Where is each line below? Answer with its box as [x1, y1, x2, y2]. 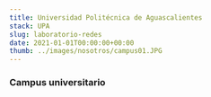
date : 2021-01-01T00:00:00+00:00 [9, 38, 135, 48]
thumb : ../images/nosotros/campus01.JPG [9, 47, 163, 56]
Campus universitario [9, 76, 106, 89]
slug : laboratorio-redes [9, 30, 102, 39]
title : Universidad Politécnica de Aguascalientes [9, 13, 203, 22]
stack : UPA [9, 22, 50, 31]
